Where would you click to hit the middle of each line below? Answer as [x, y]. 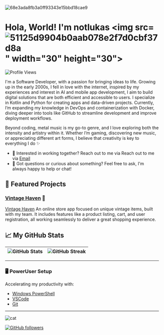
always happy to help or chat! [42, 169]
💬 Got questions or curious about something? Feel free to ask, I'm [78, 163]
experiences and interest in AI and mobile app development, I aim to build [79, 92]
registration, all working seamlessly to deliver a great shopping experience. [81, 219]
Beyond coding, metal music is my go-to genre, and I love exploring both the [82, 128]
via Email [21, 158]
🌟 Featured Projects [36, 184]
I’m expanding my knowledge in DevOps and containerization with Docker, [80, 107]
